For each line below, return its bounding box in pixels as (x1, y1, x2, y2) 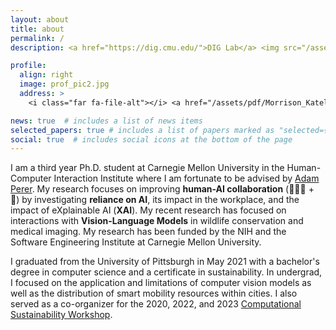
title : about (10, 24, 65, 34)
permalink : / (10, 33, 65, 43)
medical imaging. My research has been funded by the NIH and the (10, 226, 287, 238)
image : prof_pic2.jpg (19, 79, 110, 90)
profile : (10, 61, 47, 71)
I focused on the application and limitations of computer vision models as (10, 277, 312, 289)
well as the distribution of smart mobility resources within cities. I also (10, 287, 298, 300)
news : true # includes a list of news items (10, 116, 203, 126)
